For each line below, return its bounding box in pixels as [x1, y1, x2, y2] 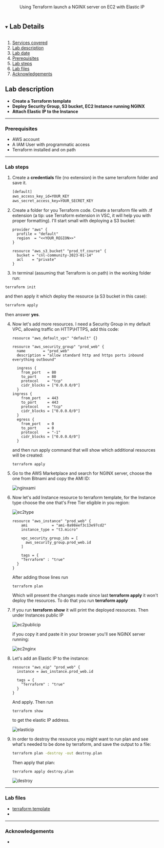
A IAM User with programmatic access [12, 141, 90, 147]
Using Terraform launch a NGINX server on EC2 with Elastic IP [19, 4, 145, 10]
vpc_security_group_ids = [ [21, 535, 78, 541]
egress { [17, 417, 35, 422]
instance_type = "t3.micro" [21, 527, 78, 532]
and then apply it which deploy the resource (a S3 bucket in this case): [5, 293, 147, 299]
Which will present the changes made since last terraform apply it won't [12, 592, 158, 598]
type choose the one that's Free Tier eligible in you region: [12, 500, 130, 505]
